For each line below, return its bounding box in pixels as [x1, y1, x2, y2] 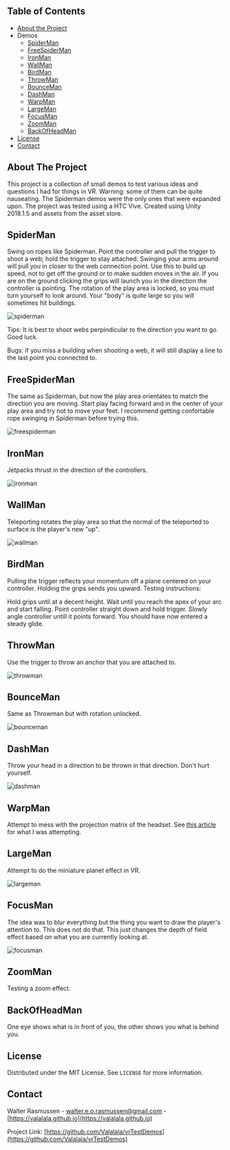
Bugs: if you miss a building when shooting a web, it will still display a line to [7, 346, 222, 355]
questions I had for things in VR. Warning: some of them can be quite [7, 187, 203, 196]
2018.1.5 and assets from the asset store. [7, 209, 123, 217]
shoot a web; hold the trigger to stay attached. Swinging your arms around [7, 255, 219, 263]
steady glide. [7, 619, 44, 628]
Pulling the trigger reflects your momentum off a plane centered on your [7, 576, 211, 585]
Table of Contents [7, 6, 86, 17]
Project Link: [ [7, 1127, 47, 1135]
